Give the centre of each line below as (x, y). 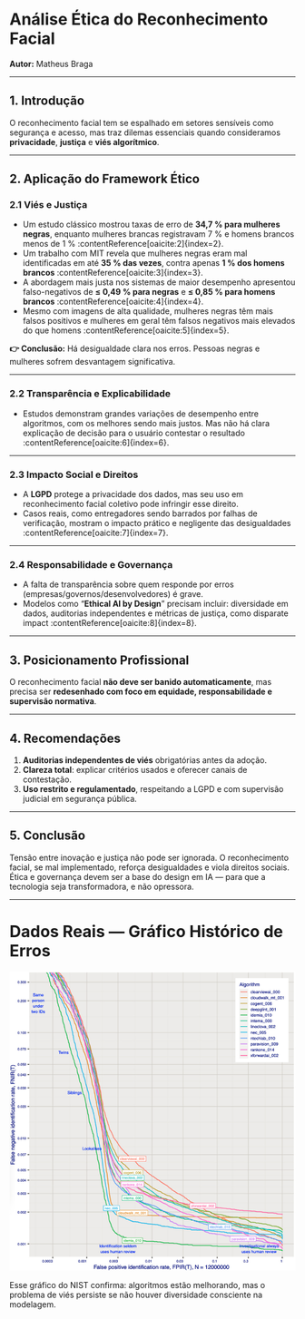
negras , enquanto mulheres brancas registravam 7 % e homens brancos (158, 234)
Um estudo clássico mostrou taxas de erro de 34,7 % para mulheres (151, 225)
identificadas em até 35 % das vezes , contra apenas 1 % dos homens (153, 263)
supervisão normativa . (53, 701)
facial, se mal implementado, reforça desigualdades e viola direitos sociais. (150, 867)
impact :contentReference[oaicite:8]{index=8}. (109, 623)
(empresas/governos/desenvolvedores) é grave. (113, 594)
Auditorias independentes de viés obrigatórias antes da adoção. (145, 760)
